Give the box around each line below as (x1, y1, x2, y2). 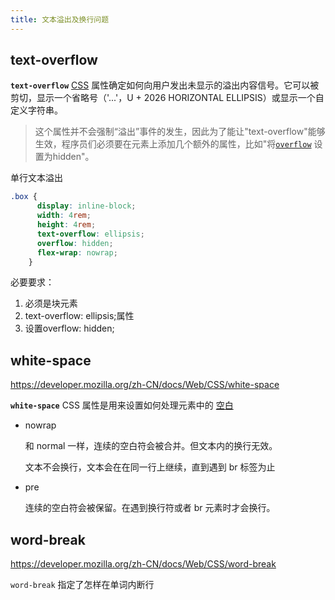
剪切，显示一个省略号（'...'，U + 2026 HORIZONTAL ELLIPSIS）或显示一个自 (10, 92, 325, 104)
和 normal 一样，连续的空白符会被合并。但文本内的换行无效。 (24, 440, 278, 452)
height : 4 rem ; (36, 220, 97, 230)
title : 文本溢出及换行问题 (10, 14, 110, 25)
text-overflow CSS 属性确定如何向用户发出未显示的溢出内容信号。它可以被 (10, 79, 320, 91)
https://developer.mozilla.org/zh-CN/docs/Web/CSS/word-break (10, 558, 277, 570)
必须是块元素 (24, 297, 78, 310)
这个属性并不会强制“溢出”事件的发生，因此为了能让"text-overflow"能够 (34, 126, 326, 138)
